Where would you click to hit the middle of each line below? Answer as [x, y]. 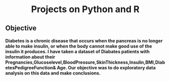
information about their [30, 57]
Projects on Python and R [85, 9]
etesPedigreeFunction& [31, 68]
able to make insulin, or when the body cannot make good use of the [79, 46]
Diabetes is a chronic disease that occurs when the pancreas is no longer [84, 41]
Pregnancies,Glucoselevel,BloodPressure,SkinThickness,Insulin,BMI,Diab [85, 62]
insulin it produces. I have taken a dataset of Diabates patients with [77, 52]
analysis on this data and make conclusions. [53, 73]
